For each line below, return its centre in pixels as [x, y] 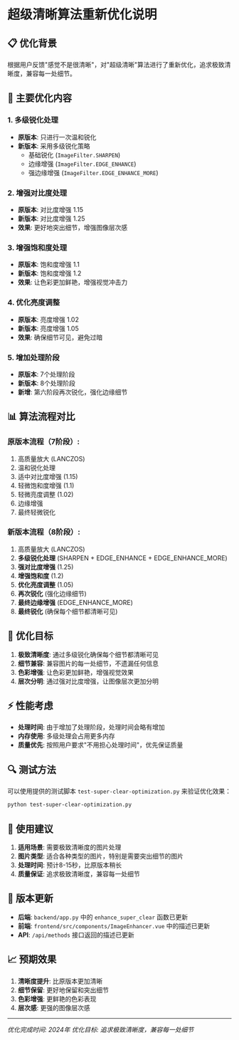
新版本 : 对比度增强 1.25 [51, 219]
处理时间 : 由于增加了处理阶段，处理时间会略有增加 [91, 728]
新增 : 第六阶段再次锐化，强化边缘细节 [73, 392]
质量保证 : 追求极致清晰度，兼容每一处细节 [79, 873]
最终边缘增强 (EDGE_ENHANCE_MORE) [75, 602]
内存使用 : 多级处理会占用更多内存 [66, 736]
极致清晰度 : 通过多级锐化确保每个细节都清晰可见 [88, 654]
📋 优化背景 [32, 43]
